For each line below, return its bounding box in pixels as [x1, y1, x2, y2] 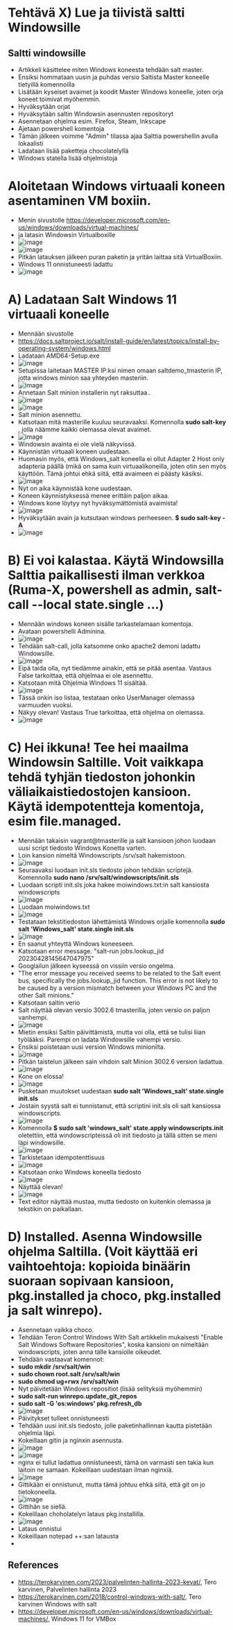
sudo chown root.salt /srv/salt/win [17, 1369, 121, 1378]
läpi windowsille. [17, 1138, 65, 1147]
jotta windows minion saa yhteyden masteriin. [17, 373, 148, 382]
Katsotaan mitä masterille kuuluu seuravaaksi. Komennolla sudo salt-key [17, 417, 226, 426]
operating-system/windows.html [17, 344, 112, 352]
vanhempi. [17, 1013, 49, 1021]
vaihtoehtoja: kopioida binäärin [8, 1258, 191, 1274]
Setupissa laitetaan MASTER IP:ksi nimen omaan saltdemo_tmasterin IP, [17, 366, 223, 374]
